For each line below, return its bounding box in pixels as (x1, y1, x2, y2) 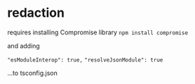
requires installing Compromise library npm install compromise (7, 28, 188, 36)
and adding (7, 41, 40, 50)
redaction (7, 5, 65, 21)
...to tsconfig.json (7, 69, 58, 77)
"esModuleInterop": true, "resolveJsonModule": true (7, 56, 163, 64)
